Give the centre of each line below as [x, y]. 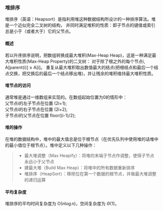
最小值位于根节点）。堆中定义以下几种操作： [53, 145]
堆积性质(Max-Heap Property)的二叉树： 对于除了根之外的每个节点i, [77, 61]
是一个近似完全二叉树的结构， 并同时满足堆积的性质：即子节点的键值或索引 [80, 25]
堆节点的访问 [18, 86]
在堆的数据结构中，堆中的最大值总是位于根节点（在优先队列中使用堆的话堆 [80, 139]
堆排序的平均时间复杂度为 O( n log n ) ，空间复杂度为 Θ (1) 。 [62, 204]
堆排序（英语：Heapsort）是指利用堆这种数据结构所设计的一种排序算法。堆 [80, 19]
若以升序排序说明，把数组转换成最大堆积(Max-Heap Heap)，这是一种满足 [79, 55]
